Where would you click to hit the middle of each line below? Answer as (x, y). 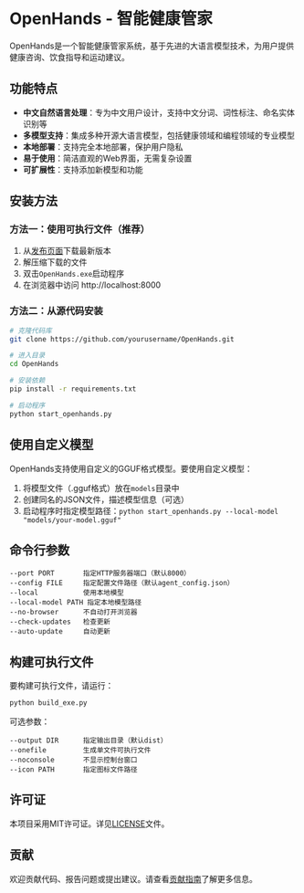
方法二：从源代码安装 (56, 311)
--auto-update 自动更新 (60, 632)
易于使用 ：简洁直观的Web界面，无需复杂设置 (107, 158)
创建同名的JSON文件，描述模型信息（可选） (106, 499)
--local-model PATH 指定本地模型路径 (76, 603)
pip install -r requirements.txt (73, 389)
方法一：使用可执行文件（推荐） (80, 229)
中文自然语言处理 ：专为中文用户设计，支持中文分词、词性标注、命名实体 (158, 112)
